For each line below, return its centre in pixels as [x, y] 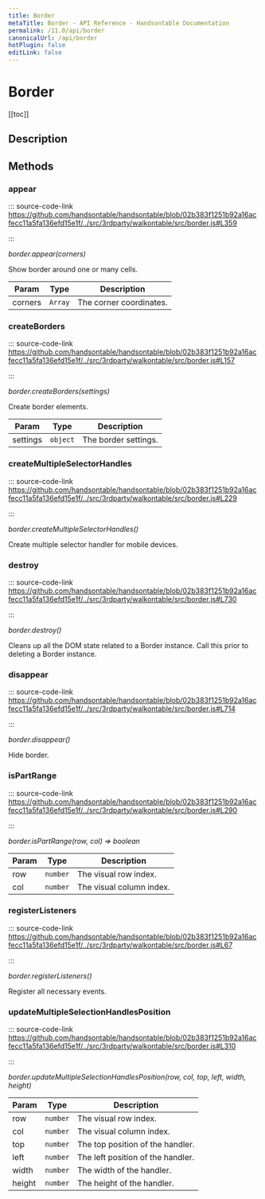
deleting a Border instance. [53, 654]
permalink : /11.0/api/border [57, 30]
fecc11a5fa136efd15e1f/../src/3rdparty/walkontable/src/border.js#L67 [121, 945]
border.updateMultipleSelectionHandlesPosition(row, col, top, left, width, [127, 1077]
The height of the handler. [125, 1183]
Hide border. [29, 755]
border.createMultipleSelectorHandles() [74, 529]
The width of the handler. [124, 1170]
